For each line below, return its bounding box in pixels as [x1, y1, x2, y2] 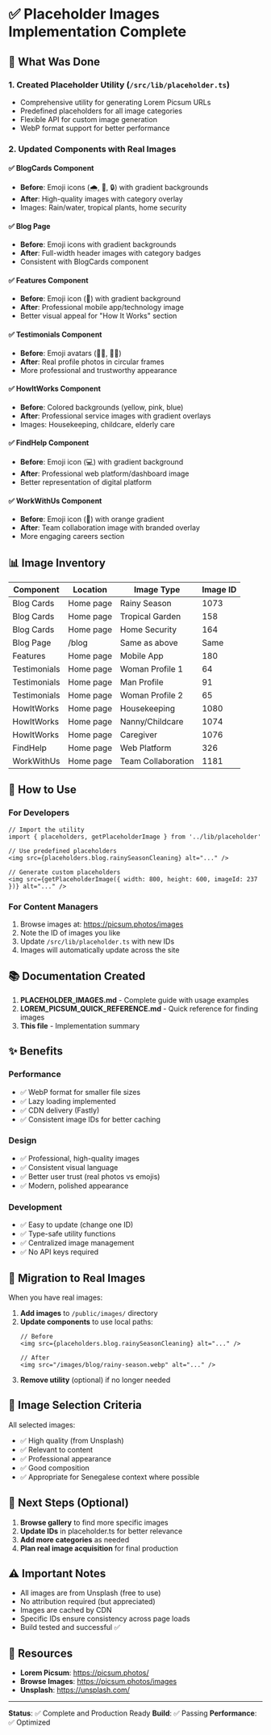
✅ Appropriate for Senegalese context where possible [19, 1472, 200, 1482]
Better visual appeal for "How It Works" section [19, 311, 177, 320]
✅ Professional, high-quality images [19, 1153, 140, 1163]
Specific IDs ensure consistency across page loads [19, 1614, 191, 1623]
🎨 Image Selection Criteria [8, 1398, 143, 1412]
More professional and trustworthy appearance [19, 365, 177, 375]
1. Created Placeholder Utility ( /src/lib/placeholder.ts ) [8, 78, 230, 90]
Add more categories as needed [19, 1534, 130, 1544]
